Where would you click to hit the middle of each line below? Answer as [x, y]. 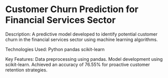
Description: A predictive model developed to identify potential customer [81, 34]
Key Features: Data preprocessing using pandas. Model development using [84, 59]
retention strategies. [26, 70]
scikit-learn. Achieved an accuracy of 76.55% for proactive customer [78, 64]
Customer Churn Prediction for [72, 9]
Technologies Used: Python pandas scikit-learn [55, 49]
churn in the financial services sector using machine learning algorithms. [81, 40]
